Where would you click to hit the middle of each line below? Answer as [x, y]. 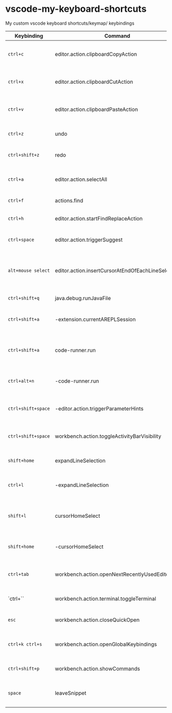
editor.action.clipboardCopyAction [96, 54]
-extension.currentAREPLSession [95, 319]
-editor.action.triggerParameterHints [99, 408]
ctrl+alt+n [21, 381]
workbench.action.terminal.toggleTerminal [105, 598]
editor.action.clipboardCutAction [94, 82]
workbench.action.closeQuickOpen [97, 620]
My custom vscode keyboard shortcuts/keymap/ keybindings [70, 23]
